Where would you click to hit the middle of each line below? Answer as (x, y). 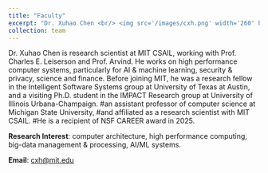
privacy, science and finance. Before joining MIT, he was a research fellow (130, 79)
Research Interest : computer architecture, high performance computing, (128, 136)
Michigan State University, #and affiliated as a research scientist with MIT (129, 112)
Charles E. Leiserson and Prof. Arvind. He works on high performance (123, 61)
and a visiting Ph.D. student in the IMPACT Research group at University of (131, 96)
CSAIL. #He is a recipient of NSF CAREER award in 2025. (102, 121)
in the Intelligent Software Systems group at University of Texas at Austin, (129, 87)
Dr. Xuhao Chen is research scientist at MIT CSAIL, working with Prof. (122, 53)
